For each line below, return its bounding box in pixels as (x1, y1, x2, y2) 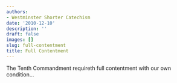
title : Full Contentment (6, 48, 69, 54)
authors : (6, 8, 28, 15)
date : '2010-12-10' (6, 20, 56, 26)
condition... (6, 70, 34, 78)
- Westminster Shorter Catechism (6, 14, 91, 20)
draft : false (6, 31, 39, 37)
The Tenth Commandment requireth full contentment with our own (6, 64, 172, 72)
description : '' (6, 25, 47, 32)
